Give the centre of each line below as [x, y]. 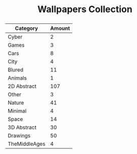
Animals [17, 78]
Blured [16, 70]
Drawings [19, 136]
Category [27, 28]
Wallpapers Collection [85, 9]
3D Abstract [22, 128]
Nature [16, 103]
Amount [60, 28]
